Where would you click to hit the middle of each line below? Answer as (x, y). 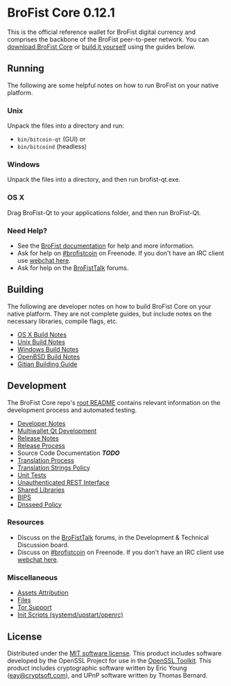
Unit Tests (32, 475)
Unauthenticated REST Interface (63, 482)
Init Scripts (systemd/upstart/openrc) (70, 615)
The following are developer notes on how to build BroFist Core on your (109, 306)
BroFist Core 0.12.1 (61, 13)
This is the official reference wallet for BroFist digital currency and (102, 32)
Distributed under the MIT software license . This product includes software (114, 653)
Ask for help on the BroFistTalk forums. (73, 268)
